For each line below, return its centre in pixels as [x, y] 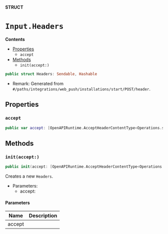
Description [43, 216]
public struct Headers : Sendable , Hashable [51, 74]
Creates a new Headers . [29, 176]
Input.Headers [34, 27]
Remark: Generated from [38, 83]
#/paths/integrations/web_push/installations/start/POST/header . [81, 89]
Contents [15, 39]
